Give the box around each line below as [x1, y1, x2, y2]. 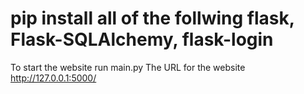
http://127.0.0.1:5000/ [10, 72, 97, 84]
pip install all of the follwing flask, [10, 7, 295, 30]
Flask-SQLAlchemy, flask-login [10, 28, 274, 51]
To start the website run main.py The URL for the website [10, 61, 246, 73]
